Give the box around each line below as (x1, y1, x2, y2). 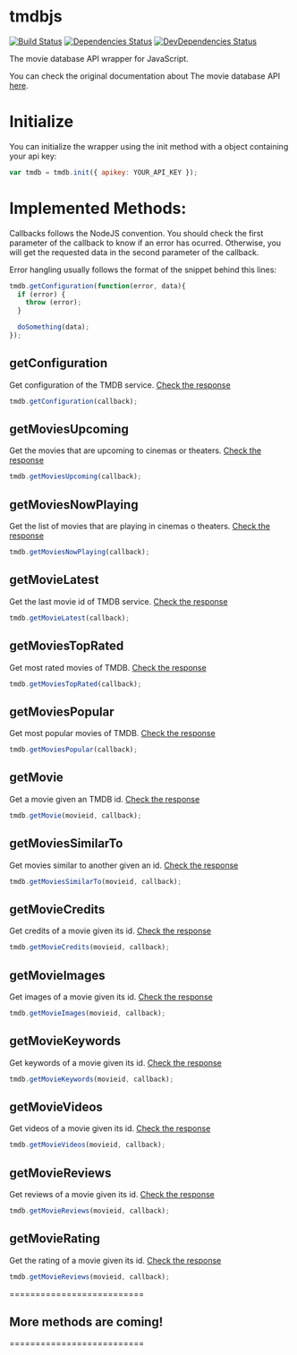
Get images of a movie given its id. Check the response (9, 991, 213, 1002)
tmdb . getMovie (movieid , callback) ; (9, 810, 142, 820)
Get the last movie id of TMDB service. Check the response (9, 596, 228, 606)
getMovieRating (9, 1231, 100, 1247)
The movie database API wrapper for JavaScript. (9, 53, 190, 64)
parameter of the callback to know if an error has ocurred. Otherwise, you (9, 237, 282, 248)
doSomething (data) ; (17, 322, 90, 332)
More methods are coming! (9, 1314, 164, 1329)
